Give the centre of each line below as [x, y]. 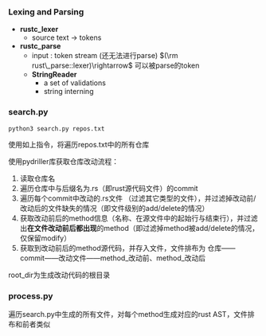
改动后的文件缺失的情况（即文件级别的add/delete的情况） [114, 208]
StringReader [54, 75]
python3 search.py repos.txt [57, 129]
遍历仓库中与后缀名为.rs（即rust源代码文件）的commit [109, 188]
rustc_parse [40, 46]
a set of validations [74, 83]
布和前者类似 [29, 324]
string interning [68, 92]
